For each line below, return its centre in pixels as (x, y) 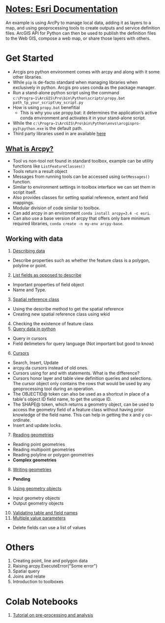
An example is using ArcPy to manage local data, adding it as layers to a (78, 23)
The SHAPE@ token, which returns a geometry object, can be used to (83, 404)
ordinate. (22, 420)
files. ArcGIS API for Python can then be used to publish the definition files (81, 33)
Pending (21, 479)
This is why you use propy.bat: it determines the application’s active (89, 113)
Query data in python (34, 329)
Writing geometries (32, 469)
